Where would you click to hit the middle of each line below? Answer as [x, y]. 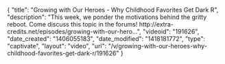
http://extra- [156, 24]
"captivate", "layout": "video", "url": [57, 46]
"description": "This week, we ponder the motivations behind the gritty [107, 17]
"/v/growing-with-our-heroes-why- [158, 46]
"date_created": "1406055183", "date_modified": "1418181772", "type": [106, 39]
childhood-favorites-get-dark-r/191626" [63, 53]
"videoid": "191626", [171, 31]
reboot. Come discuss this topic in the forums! [72, 24]
